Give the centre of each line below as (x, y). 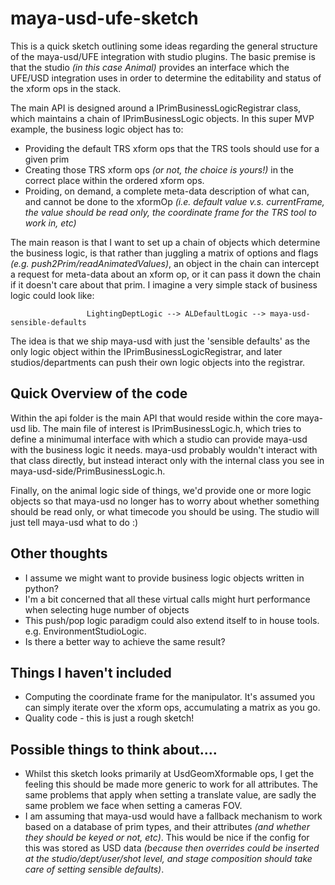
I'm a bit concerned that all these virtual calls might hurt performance (167, 599)
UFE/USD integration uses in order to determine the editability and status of (166, 78)
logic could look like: (52, 295)
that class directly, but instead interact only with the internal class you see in (167, 460)
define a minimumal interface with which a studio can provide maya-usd (159, 439)
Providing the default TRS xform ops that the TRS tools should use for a (172, 148)
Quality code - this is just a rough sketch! (109, 718)
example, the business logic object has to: (97, 129)
